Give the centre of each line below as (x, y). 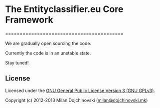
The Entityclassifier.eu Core (64, 9)
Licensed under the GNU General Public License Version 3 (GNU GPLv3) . (80, 90)
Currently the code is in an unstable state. (48, 53)
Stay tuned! (17, 62)
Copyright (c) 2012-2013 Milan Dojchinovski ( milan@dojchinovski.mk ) (77, 100)
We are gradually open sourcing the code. (48, 43)
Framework (29, 20)
